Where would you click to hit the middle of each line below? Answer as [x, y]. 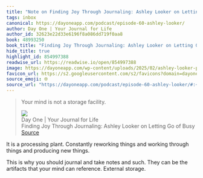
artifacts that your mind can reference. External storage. [76, 169]
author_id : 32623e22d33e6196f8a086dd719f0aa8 [64, 34]
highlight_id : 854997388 [37, 57]
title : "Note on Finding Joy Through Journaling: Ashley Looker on [93, 12]
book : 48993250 [25, 40]
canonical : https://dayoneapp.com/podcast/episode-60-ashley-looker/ [96, 23]
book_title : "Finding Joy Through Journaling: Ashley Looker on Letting [100, 46]
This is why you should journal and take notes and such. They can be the [97, 162]
